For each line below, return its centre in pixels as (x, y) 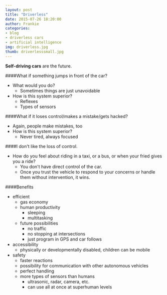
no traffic (37, 228)
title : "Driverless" (27, 14)
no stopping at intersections (56, 233)
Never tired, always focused (49, 136)
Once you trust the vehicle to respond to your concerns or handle (88, 172)
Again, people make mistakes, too (47, 126)
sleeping (36, 212)
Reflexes (29, 101)
